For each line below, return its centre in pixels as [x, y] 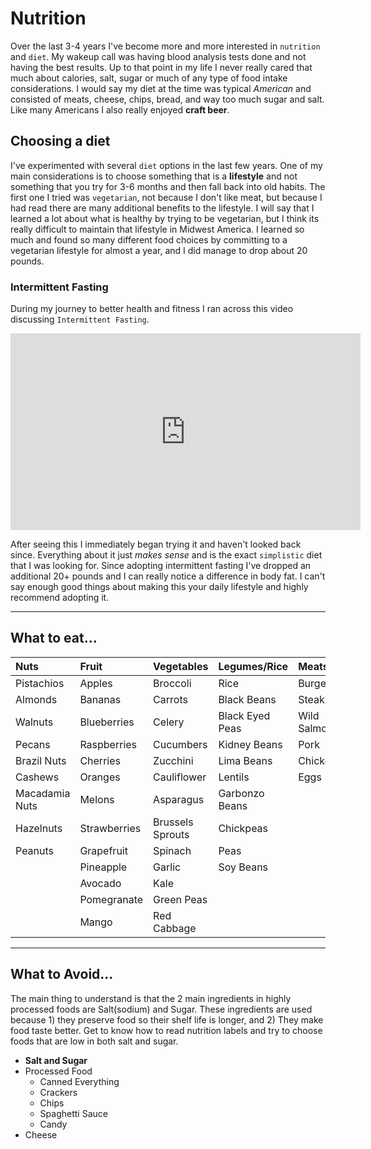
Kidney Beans [250, 744]
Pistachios [40, 683]
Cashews [37, 777]
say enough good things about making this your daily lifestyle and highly [159, 587]
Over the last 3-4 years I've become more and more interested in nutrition [165, 46]
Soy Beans [243, 867]
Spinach [172, 850]
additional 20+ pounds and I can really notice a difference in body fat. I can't [168, 576]
